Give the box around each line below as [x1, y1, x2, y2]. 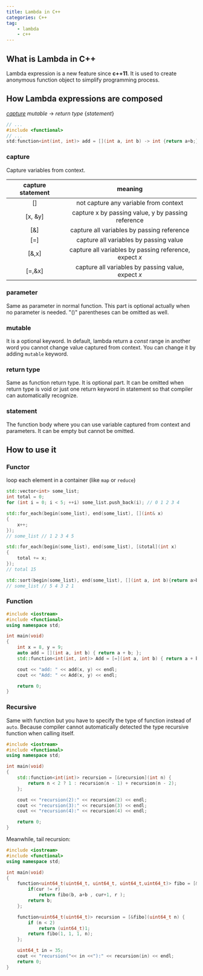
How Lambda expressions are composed [6, 94, 163, 104]
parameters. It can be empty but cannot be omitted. [6, 427, 135, 434]
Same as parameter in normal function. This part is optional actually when [6, 302, 190, 309]
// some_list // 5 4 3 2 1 [6, 583, 74, 589]
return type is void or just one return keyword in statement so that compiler [6, 385, 193, 393]
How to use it [6, 445, 57, 455]
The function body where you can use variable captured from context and [6, 421, 190, 428]
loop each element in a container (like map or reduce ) [6, 477, 136, 484]
